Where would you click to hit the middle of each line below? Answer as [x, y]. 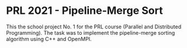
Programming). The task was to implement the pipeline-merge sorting [91, 32]
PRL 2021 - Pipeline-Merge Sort [85, 11]
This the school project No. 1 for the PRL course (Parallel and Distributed [94, 27]
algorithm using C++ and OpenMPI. [49, 39]
